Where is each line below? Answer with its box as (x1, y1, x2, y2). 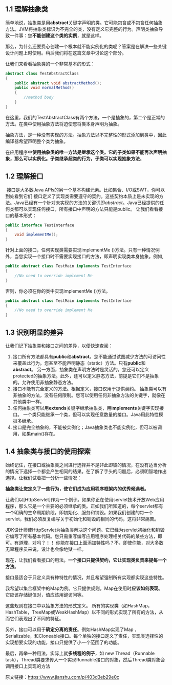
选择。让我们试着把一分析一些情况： (5, 475, 82, 481)
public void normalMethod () (14, 85, 74, 91)
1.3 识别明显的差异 (5, 328, 64, 337)
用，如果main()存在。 (12, 430, 58, 437)
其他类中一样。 (12, 398, 45, 405)
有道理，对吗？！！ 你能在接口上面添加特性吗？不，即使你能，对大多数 (14, 539, 164, 546)
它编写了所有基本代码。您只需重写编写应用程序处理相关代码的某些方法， (5, 533, 158, 539)
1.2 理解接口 (5, 172, 44, 181)
